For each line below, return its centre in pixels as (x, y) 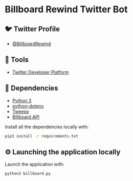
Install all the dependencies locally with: (47, 127)
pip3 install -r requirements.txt (42, 136)
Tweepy (20, 111)
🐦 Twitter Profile (32, 29)
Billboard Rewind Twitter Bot (66, 9)
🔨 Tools (17, 60)
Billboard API (26, 117)
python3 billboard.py (28, 174)
